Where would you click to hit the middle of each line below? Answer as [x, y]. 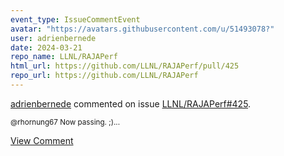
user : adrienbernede [53, 38]
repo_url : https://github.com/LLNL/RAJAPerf [104, 76]
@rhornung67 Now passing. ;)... [65, 122]
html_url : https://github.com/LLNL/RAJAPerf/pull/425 [125, 66]
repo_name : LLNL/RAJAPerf [64, 57]
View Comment [42, 140]
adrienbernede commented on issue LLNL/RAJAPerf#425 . [131, 103]
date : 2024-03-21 [46, 47]
